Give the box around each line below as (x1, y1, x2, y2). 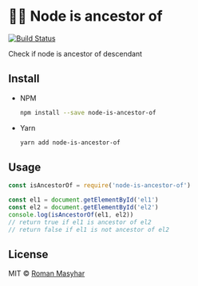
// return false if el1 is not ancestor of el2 (8, 225, 170, 233)
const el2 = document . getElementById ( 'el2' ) (8, 203, 159, 212)
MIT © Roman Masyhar (8, 268, 85, 278)
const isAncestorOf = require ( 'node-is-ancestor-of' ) (8, 182, 192, 190)
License (8, 247, 49, 261)
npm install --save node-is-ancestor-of (19, 108, 156, 116)
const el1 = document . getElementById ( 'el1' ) (8, 196, 159, 204)
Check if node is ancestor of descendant (8, 49, 142, 58)
